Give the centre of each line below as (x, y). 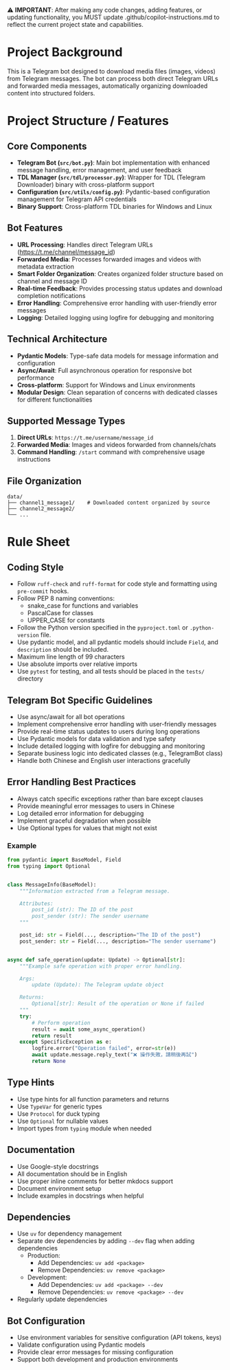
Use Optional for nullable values (62, 1121)
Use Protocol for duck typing (58, 1114)
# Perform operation (61, 1023)
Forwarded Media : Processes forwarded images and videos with (109, 259)
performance (36, 378)
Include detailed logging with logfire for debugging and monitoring (111, 746)
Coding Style (35, 567)
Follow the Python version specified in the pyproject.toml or (103, 628)
